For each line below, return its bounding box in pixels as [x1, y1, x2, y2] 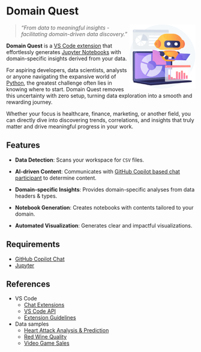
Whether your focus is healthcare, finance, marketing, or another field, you [6, 110, 191, 117]
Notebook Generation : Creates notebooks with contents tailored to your [14, 204, 194, 211]
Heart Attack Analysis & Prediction [23, 327, 109, 334]
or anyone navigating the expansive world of [6, 73, 116, 80]
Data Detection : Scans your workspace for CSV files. [14, 156, 145, 163]
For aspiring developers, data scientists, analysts [6, 66, 127, 73]
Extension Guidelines [23, 314, 76, 321]
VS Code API [23, 308, 56, 315]
